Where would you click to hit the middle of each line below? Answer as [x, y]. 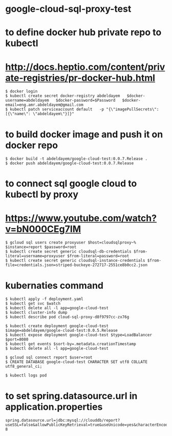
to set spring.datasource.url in [71, 396]
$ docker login [21, 91]
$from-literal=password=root [98, 256]
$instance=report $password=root [41, 247]
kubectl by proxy [42, 194]
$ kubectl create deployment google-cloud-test [57, 326]
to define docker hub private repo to [83, 33]
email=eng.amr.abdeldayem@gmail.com [44, 105]
